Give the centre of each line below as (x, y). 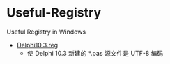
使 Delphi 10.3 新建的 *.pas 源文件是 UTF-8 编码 (95, 53)
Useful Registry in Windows (46, 32)
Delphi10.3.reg (37, 45)
